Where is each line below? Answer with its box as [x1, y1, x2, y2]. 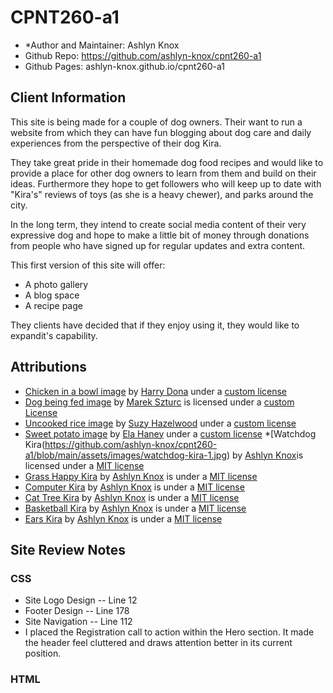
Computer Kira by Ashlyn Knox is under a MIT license [24, 481, 245, 493]
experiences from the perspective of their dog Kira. [10, 137, 222, 149]
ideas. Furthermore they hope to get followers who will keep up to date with [10, 177, 322, 190]
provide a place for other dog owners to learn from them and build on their [10, 167, 317, 179]
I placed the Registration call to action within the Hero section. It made [24, 626, 315, 638]
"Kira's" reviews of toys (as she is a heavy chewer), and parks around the [10, 188, 314, 200]
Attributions [10, 359, 88, 376]
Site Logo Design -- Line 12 [24, 594, 138, 606]
